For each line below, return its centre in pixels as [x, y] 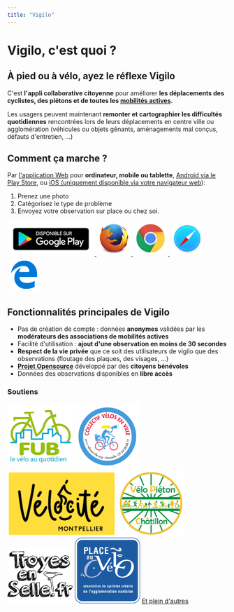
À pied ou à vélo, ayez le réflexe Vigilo [92, 76]
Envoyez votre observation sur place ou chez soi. [88, 211]
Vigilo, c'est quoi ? [62, 50]
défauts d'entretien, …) [40, 136]
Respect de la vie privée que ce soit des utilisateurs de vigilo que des [118, 351]
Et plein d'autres [165, 601]
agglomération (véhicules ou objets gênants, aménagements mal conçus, [112, 129]
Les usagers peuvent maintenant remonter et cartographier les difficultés [115, 114]
